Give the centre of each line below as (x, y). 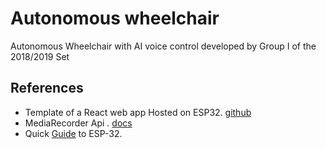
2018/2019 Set (40, 56)
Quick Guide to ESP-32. (73, 133)
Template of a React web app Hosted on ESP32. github (138, 112)
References (47, 88)
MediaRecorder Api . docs (78, 123)
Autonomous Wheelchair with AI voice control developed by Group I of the (163, 46)
